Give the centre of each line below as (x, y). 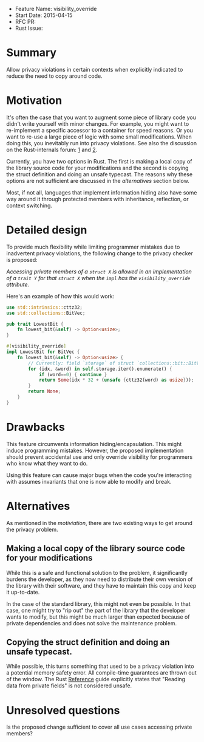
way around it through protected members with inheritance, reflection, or (97, 199)
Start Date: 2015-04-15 (44, 15)
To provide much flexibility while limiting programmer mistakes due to (93, 247)
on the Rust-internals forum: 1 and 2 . (52, 149)
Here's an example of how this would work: (60, 296)
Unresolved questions (63, 710)
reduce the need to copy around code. (54, 76)
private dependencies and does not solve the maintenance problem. (92, 623)
